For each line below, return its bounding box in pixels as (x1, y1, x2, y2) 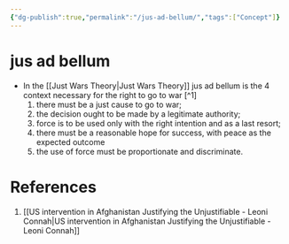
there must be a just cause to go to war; (35, 99, 183, 110)
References (10, 177, 97, 197)
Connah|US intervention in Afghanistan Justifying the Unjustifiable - (22, 216, 271, 226)
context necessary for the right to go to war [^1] (22, 89, 198, 100)
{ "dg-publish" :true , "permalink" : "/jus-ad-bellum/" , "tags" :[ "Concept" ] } (10, 12, 280, 22)
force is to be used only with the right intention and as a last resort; (35, 118, 282, 128)
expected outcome (35, 136, 105, 147)
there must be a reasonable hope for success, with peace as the (35, 127, 271, 138)
